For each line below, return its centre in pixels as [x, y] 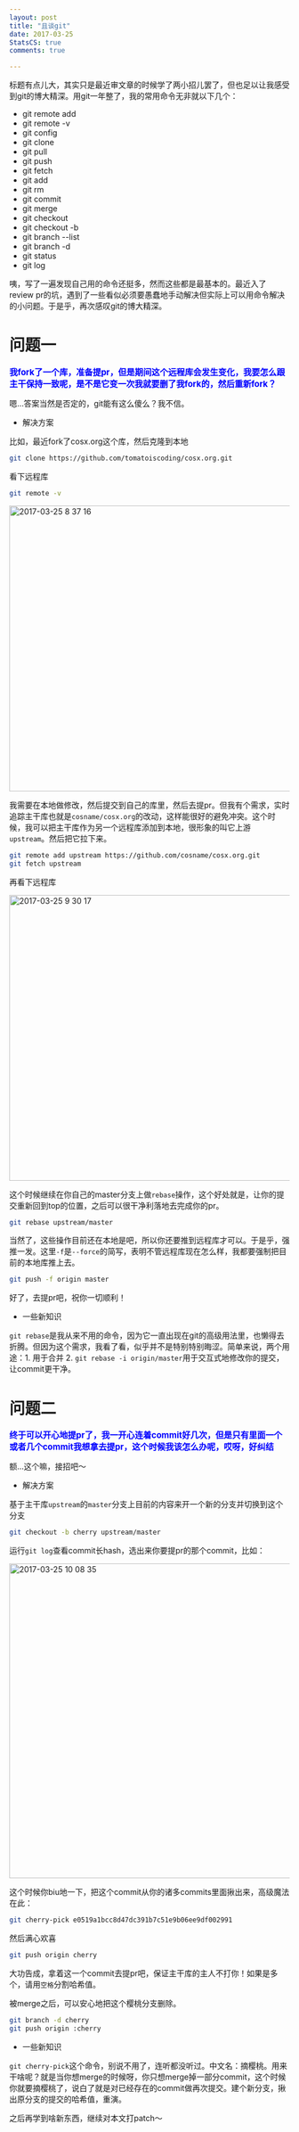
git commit [42, 199]
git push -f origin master [59, 1280]
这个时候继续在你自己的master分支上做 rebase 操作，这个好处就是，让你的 [143, 1194]
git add [35, 180]
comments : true [37, 51]
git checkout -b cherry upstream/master [85, 1533]
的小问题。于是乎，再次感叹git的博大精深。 [88, 306]
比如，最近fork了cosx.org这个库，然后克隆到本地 [99, 441]
